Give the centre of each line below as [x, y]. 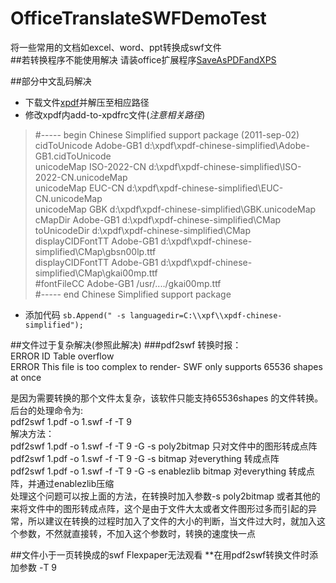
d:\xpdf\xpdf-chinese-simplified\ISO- [225, 166]
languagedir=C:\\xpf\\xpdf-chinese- [206, 315]
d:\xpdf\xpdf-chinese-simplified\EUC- [205, 188]
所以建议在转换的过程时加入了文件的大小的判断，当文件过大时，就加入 [172, 521]
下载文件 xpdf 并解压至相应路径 [87, 102]
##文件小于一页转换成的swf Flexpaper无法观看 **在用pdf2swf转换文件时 [160, 554]
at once [26, 377]
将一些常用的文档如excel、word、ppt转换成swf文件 [116, 47]
